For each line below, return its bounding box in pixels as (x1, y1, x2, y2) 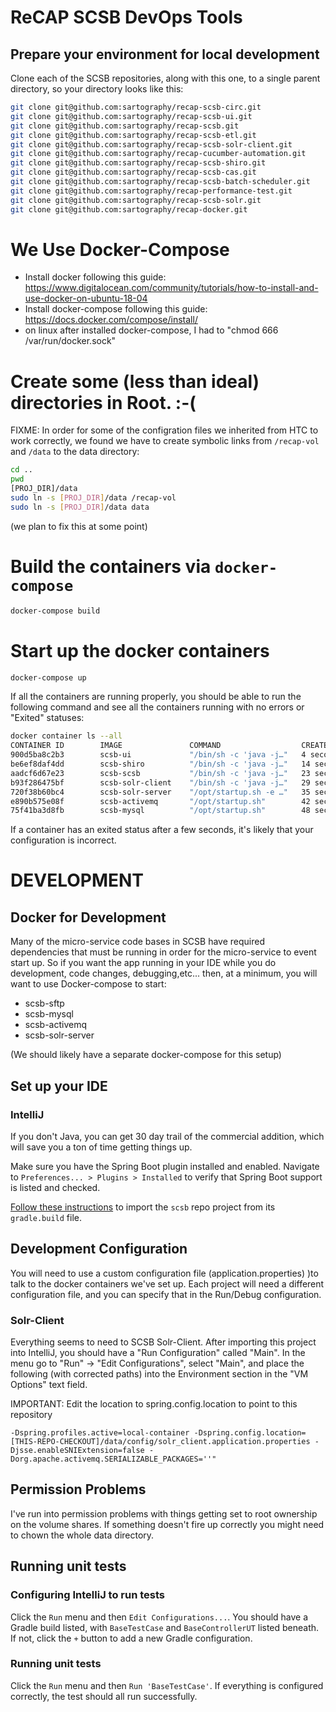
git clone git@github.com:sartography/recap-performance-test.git (10, 186, 293, 196)
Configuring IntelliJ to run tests (10, 1588, 165, 1602)
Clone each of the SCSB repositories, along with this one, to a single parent (10, 72, 321, 84)
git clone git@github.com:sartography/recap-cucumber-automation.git (10, 149, 307, 159)
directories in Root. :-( (10, 391, 197, 414)
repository (10, 1409, 53, 1421)
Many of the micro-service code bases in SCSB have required (10, 936, 266, 948)
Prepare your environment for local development (10, 46, 320, 63)
